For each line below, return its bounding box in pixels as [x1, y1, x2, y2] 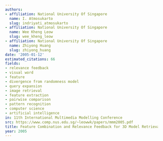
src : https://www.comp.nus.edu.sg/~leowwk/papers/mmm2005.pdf [5, 120, 133, 125]
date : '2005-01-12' [5, 52, 45, 57]
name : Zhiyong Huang [9, 43, 51, 48]
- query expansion [5, 83, 42, 89]
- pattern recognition [5, 102, 51, 107]
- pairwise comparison [5, 97, 51, 102]
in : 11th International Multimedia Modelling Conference [5, 115, 123, 120]
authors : [5, 7, 23, 12]
